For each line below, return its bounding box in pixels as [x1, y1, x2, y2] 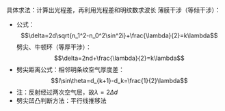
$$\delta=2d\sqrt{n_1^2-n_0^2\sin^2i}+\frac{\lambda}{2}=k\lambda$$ [21, 31, 218, 39]
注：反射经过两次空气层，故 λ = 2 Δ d [16, 88, 118, 96]
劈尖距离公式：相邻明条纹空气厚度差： [16, 65, 124, 74]
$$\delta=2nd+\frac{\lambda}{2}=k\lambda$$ [53, 54, 185, 62]
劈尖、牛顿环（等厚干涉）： [16, 43, 92, 51]
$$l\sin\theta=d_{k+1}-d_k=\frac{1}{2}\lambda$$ [50, 77, 188, 84]
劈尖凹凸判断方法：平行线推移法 [16, 97, 107, 104]
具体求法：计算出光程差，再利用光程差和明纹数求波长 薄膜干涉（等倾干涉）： [6, 6, 221, 14]
